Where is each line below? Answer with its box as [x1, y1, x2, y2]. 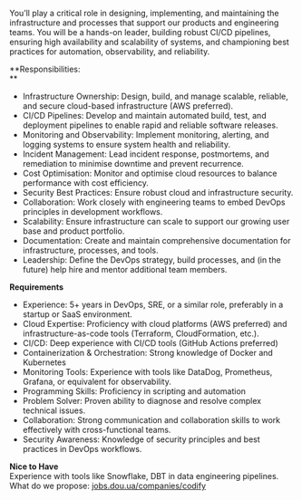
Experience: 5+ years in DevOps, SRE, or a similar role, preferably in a [22, 299, 284, 310]
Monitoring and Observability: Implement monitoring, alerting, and [22, 130, 269, 139]
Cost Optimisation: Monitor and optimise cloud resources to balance [22, 168, 278, 178]
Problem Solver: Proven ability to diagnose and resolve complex [22, 396, 261, 406]
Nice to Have [9, 461, 59, 472]
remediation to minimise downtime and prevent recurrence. [22, 159, 245, 168]
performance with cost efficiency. [22, 178, 150, 188]
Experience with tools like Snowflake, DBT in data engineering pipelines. [9, 471, 279, 481]
